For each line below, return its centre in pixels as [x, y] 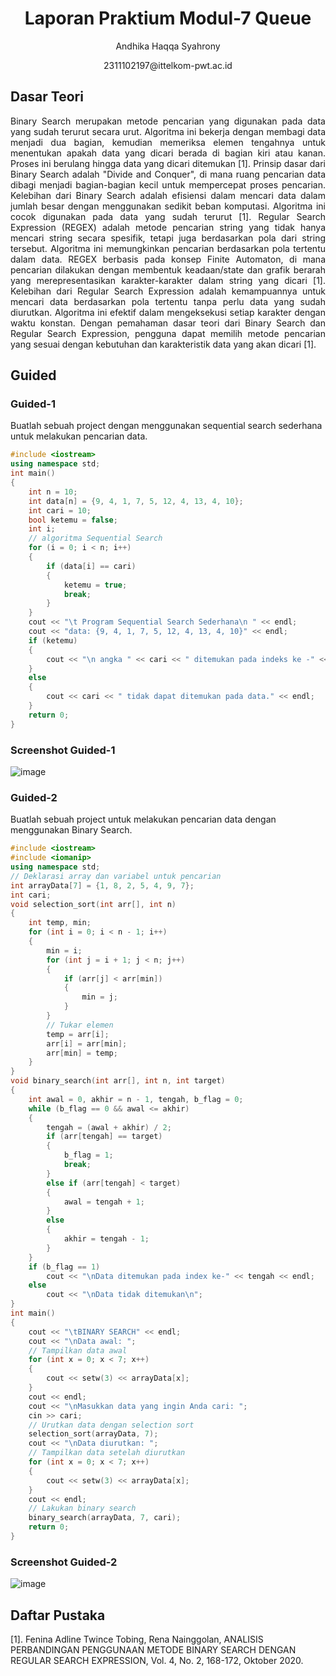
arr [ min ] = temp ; [82, 1053]
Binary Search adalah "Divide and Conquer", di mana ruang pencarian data [168, 174]
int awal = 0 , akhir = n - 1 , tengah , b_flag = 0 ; [136, 1099]
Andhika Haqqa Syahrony [168, 46]
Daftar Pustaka [58, 1615]
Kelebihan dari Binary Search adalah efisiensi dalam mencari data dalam [168, 195]
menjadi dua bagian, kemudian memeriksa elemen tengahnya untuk [168, 142]
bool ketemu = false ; [73, 520]
